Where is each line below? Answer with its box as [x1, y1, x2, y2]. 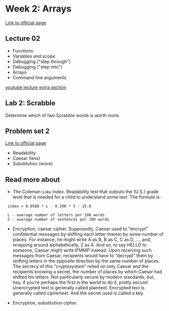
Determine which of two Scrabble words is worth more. [5, 112, 120, 118]
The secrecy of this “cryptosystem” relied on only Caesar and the [12, 263, 149, 270]
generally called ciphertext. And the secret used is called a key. [12, 290, 145, 296]
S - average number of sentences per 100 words [7, 217, 109, 222]
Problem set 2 [5, 127, 50, 135]
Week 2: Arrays [5, 3, 72, 15]
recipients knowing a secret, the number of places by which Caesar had [12, 269, 162, 275]
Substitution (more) [12, 161, 53, 167]
